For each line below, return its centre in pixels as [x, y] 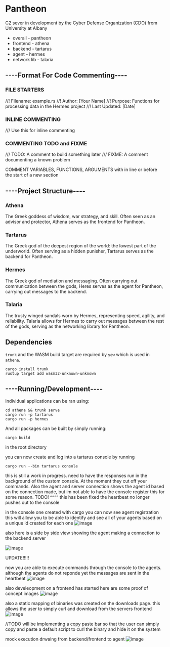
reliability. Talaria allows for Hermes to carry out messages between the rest [85, 321]
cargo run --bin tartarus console [42, 466]
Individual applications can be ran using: [47, 401]
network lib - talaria [33, 59]
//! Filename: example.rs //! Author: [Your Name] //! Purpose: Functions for [82, 101]
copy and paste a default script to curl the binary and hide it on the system [83, 629]
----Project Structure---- [46, 191]
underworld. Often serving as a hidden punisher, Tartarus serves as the [79, 251]
